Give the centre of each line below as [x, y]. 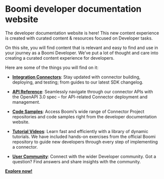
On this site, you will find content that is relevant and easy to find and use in [82, 47]
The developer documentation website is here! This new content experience [82, 33]
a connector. [25, 147]
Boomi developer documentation [73, 9]
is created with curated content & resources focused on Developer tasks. [79, 38]
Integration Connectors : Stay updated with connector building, [76, 77]
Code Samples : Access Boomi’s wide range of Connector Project [78, 112]
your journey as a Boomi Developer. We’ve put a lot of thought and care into [82, 53]
